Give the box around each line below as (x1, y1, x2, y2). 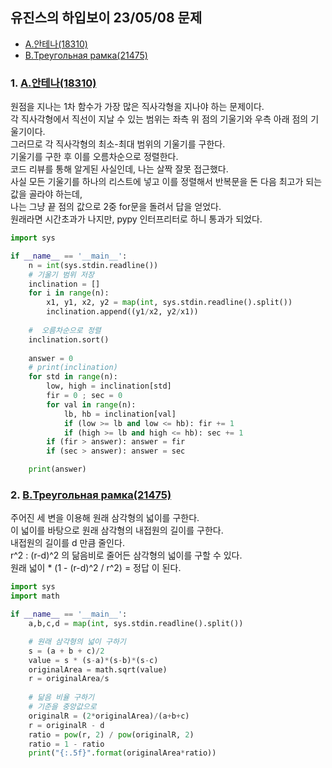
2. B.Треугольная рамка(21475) (10, 488, 172, 502)
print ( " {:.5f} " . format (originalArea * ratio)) (28, 748, 217, 758)
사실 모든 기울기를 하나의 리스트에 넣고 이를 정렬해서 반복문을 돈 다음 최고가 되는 (10, 176, 323, 188)
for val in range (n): (46, 399, 137, 410)
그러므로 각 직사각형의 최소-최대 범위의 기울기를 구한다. (10, 138, 226, 150)
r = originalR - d (28, 720, 105, 730)
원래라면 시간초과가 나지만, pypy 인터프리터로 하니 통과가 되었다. (10, 213, 263, 225)
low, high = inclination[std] (46, 381, 172, 392)
